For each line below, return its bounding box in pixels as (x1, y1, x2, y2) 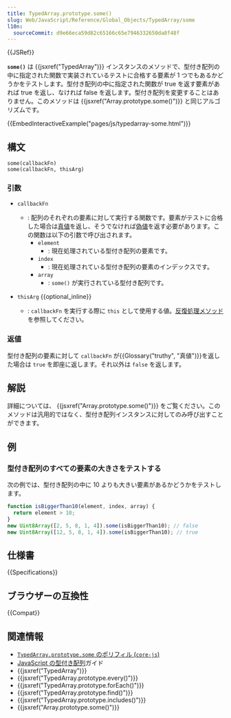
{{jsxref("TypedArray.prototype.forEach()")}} (16, 681, 144, 689)
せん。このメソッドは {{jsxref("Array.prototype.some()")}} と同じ (19, 97, 203, 106)
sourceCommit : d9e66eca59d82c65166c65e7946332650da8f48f (13, 29, 180, 37)
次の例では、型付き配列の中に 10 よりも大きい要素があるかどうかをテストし (7, 481, 222, 489)
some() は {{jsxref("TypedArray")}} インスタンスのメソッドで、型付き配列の (7, 63, 220, 71)
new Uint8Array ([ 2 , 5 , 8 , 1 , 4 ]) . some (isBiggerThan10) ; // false (7, 522, 199, 529)
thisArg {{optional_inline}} (16, 293, 92, 301)
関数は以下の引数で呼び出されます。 (33, 231, 136, 239)
